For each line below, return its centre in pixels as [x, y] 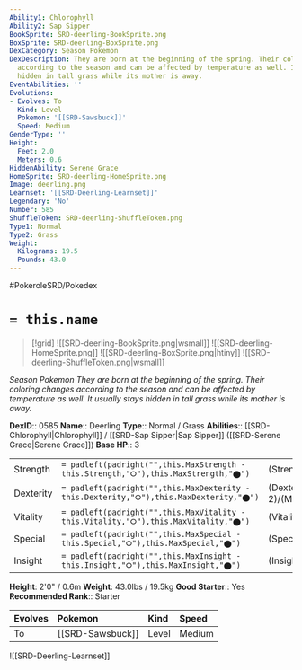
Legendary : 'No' [40, 202]
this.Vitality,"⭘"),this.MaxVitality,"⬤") [156, 521]
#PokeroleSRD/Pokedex [53, 285]
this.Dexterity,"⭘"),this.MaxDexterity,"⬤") [160, 498]
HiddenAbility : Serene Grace [64, 168]
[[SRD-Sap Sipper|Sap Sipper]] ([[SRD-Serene [195, 435]
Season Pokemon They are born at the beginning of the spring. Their [137, 379]
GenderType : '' [38, 135]
